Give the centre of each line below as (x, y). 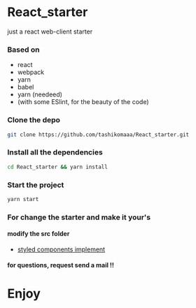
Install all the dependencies (55, 152)
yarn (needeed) (40, 94)
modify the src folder (38, 234)
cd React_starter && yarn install (58, 167)
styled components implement (61, 249)
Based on (23, 50)
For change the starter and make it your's (79, 217)
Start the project (36, 184)
